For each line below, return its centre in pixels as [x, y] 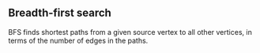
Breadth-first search [60, 13]
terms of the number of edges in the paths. [78, 40]
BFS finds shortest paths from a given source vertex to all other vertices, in [130, 32]
